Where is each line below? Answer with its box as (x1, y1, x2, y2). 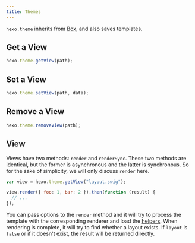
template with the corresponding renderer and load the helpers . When (6, 217, 178, 225)
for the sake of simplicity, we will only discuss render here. (6, 167, 150, 174)
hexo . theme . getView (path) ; (6, 58, 73, 64)
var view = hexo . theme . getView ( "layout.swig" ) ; (6, 179, 127, 185)
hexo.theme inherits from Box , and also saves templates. (6, 25, 143, 32)
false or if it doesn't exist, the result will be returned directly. (6, 230, 155, 237)
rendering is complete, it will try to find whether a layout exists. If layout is (6, 224, 188, 231)
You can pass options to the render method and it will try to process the (6, 212, 181, 218)
